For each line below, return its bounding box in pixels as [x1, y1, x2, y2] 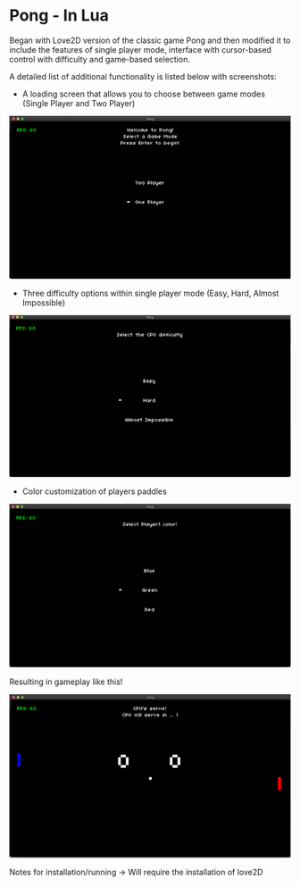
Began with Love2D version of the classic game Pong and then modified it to [9, 35, 291, 46]
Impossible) [21, 297, 66, 308]
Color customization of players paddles [21, 486, 167, 497]
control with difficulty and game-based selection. [9, 54, 190, 64]
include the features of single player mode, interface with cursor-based [9, 44, 272, 54]
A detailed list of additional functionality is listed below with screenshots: [9, 71, 277, 81]
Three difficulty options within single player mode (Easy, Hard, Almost [21, 288, 279, 298]
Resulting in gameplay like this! [9, 676, 123, 687]
